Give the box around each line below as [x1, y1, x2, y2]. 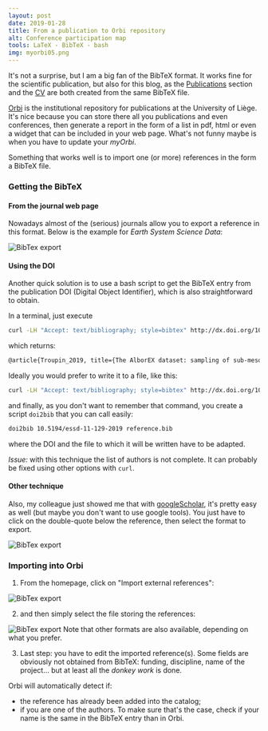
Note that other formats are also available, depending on [62, 625, 249, 634]
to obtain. [8, 296, 40, 305]
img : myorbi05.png [8, 49, 69, 57]
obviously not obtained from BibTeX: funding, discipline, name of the [19, 657, 246, 667]
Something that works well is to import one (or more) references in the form [8, 153, 257, 162]
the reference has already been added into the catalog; [19, 697, 202, 706]
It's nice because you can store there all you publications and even [8, 112, 228, 121]
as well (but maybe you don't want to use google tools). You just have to [8, 508, 246, 518]
